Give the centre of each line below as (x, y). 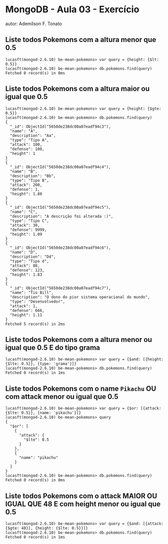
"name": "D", (24, 252)
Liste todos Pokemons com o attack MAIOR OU (81, 496)
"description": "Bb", (33, 176)
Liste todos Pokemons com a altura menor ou (79, 339)
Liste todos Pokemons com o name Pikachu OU (81, 388)
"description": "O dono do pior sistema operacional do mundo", (80, 297)
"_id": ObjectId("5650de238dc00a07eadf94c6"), (60, 248)
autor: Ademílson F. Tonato (34, 24)
